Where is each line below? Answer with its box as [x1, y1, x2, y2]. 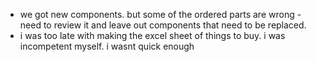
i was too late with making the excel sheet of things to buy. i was [19, 30, 286, 41]
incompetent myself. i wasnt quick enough [19, 40, 195, 52]
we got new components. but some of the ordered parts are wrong [19, 9, 295, 20]
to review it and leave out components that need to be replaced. [43, 19, 307, 31]
